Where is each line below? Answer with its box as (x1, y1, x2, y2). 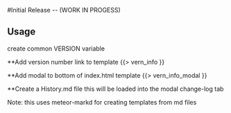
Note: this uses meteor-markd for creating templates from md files (7, 98, 197, 106)
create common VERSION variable (7, 44, 105, 53)
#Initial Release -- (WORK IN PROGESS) (7, 6, 121, 14)
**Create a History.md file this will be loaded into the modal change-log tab (7, 85, 224, 93)
